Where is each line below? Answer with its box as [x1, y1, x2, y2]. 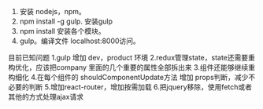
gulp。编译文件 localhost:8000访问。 [19, 36, 140, 45]
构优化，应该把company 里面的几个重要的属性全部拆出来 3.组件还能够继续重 [8, 63, 256, 72]
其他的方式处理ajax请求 [8, 93, 84, 101]
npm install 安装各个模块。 [19, 27, 106, 35]
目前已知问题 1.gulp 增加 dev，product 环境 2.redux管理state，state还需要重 [8, 53, 256, 62]
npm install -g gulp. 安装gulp [19, 16, 113, 26]
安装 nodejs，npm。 [19, 7, 87, 16]
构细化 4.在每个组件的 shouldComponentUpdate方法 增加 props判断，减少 [8, 73, 249, 82]
